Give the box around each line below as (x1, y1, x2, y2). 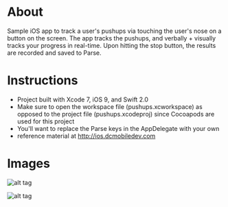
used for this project (16, 117, 75, 125)
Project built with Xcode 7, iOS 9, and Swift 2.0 (16, 95, 149, 103)
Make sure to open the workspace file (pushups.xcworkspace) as (16, 102, 203, 110)
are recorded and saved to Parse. (7, 49, 102, 57)
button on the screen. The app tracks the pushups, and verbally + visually (7, 34, 216, 42)
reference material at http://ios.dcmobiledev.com (16, 132, 156, 140)
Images (7, 156, 50, 171)
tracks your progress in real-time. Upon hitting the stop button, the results (7, 41, 216, 49)
